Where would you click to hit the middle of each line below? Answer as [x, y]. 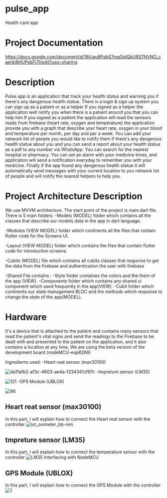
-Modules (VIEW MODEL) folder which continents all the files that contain [81, 230]
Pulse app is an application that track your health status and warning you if [82, 96]
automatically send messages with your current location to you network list [82, 170]
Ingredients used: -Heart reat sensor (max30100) [56, 362]
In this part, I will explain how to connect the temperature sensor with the [80, 452]
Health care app [22, 23]
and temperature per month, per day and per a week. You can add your [78, 133]
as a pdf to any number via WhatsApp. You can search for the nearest [77, 149]
